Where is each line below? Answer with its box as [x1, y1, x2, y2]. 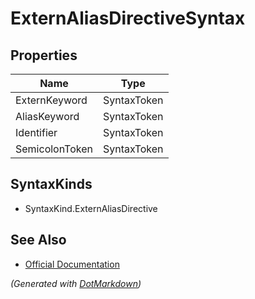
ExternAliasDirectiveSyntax [10, 7, 246, 30]
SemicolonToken [15, 142, 93, 156]
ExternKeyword [15, 93, 88, 107]
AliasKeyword [15, 110, 80, 123]
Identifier [15, 126, 58, 139]
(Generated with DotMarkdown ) [10, 277, 142, 289]
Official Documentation [24, 258, 120, 270]
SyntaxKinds [10, 176, 93, 193]
